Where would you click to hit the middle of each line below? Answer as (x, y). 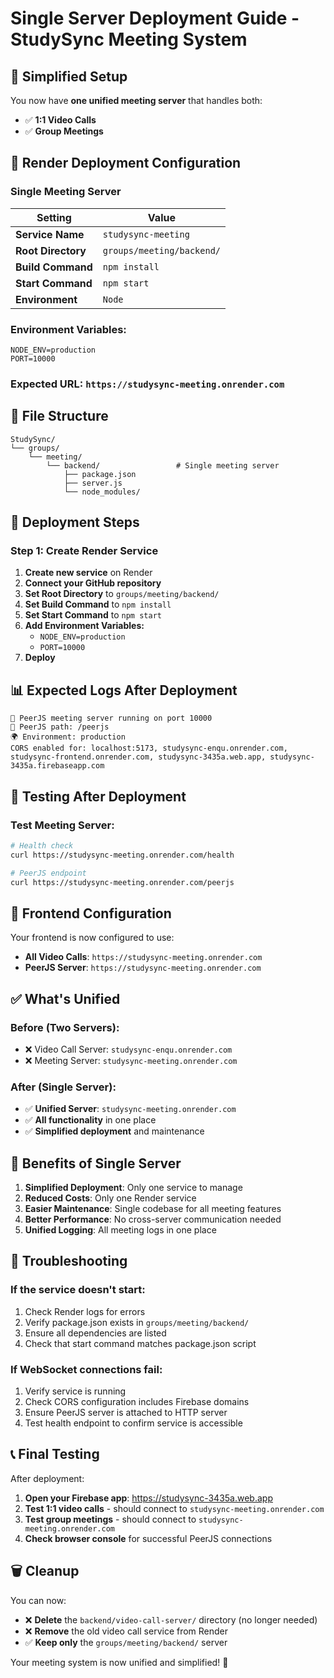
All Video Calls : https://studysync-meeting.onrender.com (143, 957)
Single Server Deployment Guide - (155, 18)
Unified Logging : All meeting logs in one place (120, 1230)
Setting (54, 217)
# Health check (42, 845)
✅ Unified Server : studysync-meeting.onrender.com (130, 1109)
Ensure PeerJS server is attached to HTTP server (126, 1412)
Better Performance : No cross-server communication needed (153, 1219)
